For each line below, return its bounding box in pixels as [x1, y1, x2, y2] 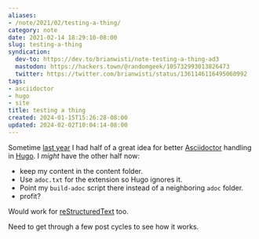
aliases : [8, 11, 37, 20]
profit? [19, 191, 42, 200]
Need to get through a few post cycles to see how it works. [8, 222, 199, 231]
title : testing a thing [8, 107, 86, 115]
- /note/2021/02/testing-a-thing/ [8, 19, 122, 27]
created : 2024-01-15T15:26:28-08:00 [8, 114, 128, 122]
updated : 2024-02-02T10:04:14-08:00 [8, 121, 128, 129]
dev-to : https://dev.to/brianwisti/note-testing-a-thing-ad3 [15, 56, 220, 64]
